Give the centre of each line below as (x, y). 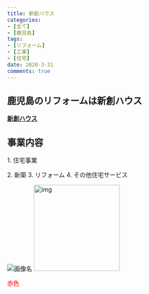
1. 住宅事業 (22, 160)
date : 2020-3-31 (30, 65)
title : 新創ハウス (31, 13)
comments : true (29, 71)
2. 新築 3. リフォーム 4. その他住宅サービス (68, 175)
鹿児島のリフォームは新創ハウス (75, 101)
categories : (24, 20)
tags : (15, 39)
